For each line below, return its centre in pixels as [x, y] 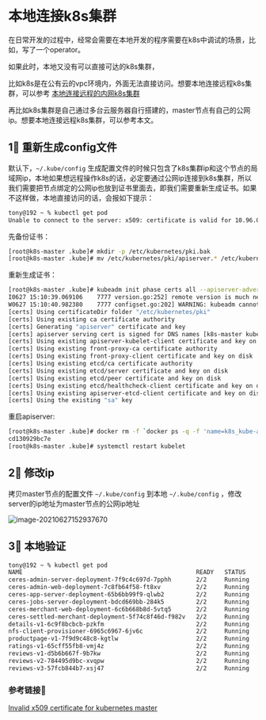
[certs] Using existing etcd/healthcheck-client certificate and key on [131, 385]
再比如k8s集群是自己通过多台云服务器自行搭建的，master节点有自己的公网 [129, 110]
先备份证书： [29, 236]
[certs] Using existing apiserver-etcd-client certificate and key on [127, 393]
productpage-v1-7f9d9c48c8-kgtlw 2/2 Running [129, 639]
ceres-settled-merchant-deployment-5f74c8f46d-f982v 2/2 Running [129, 617]
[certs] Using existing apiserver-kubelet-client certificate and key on [133, 342]
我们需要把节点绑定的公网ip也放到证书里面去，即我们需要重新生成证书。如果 [133, 188]
